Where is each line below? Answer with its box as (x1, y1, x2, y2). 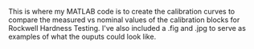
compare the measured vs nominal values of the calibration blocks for (8, 15, 240, 24)
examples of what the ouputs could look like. (8, 32, 157, 41)
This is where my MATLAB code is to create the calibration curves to (8, 7, 236, 16)
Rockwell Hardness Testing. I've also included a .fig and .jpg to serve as (8, 24, 247, 32)
